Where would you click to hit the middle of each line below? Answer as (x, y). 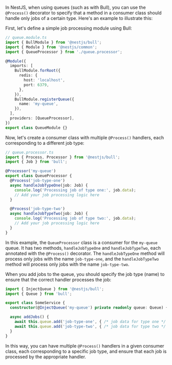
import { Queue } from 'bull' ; (39, 294)
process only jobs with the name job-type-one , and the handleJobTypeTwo (82, 259)
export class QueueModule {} (36, 127)
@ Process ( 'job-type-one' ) (38, 181)
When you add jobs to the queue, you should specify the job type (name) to (85, 274)
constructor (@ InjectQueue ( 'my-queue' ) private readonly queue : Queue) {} (90, 308)
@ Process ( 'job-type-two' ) (38, 209)
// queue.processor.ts (29, 152)
